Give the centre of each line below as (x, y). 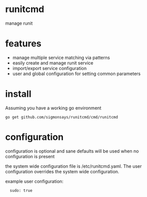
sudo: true (21, 190)
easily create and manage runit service (53, 63)
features (23, 44)
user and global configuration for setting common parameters (77, 74)
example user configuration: (34, 181)
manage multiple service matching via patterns (61, 57)
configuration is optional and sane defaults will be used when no (72, 151)
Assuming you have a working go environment (53, 108)
